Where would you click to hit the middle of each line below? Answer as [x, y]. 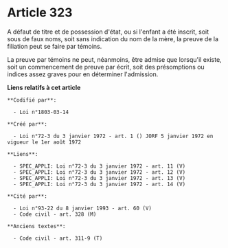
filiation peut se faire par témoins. [55, 46]
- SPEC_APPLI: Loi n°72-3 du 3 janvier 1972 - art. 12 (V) [100, 172]
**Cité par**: [27, 196]
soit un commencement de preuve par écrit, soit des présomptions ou [106, 67]
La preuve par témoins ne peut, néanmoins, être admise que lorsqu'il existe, [114, 59]
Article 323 [40, 13]
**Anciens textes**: [37, 226]
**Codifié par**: [32, 100]
